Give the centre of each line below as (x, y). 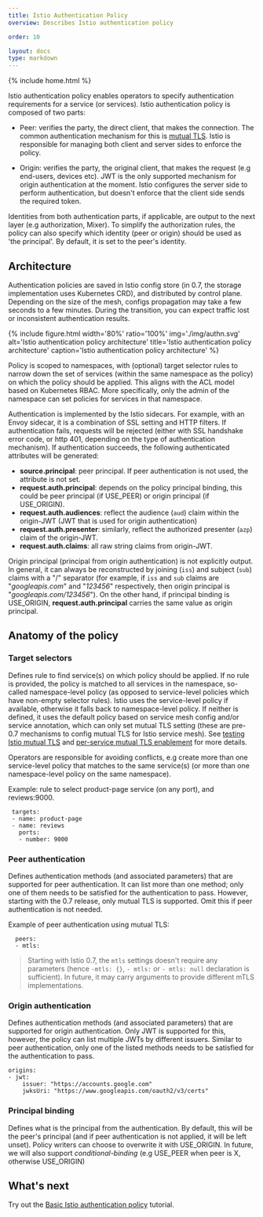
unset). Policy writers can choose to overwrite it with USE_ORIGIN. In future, (131, 1144)
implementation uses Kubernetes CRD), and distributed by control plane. (125, 293)
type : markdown (33, 58)
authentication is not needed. (55, 909)
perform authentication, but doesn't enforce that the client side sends (132, 193)
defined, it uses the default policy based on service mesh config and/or (124, 717)
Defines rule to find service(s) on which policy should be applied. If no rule (129, 675)
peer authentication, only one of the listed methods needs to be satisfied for (131, 1048)
